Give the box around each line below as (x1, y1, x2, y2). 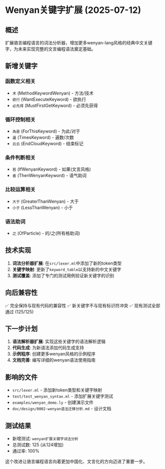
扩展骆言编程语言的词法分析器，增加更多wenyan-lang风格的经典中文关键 (5, 40, 153, 46)
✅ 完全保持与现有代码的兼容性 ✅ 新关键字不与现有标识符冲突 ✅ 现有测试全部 (5, 302, 161, 308)
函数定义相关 (5, 78, 36, 85)
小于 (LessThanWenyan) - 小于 (12, 204, 73, 210)
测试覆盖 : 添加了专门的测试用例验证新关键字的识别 (12, 273, 114, 279)
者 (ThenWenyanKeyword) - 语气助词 (12, 173, 87, 179)
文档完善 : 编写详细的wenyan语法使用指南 (12, 357, 96, 363)
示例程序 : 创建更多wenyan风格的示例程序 (12, 351, 96, 357)
